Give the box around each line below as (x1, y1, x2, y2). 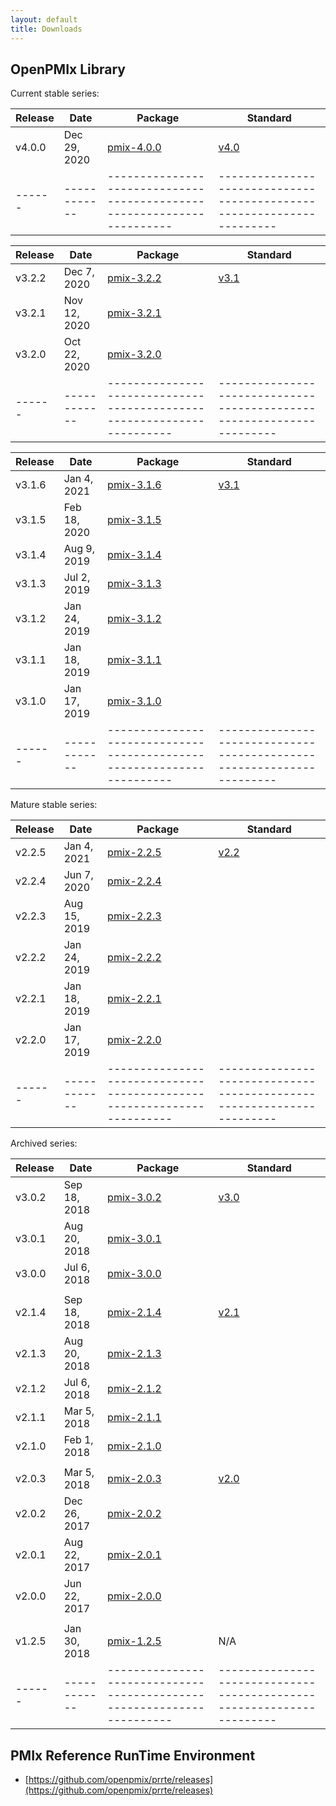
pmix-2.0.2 (107, 1507, 162, 1521)
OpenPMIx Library (10, 61, 127, 78)
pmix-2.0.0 (107, 1589, 162, 1603)
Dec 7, (63, 265, 95, 279)
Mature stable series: (10, 799, 98, 811)
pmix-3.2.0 (107, 347, 162, 361)
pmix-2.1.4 (107, 1306, 162, 1320)
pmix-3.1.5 (107, 513, 162, 527)
